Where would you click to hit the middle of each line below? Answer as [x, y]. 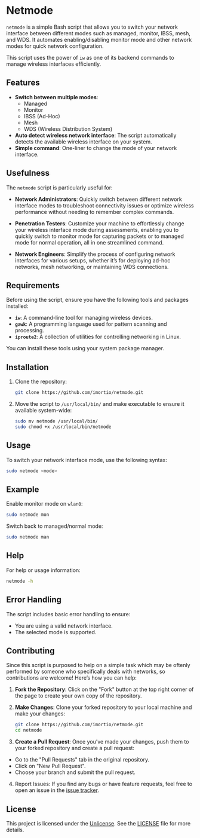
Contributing [30, 651]
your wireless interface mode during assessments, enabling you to [97, 230]
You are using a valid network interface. [64, 626]
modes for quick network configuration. [55, 46]
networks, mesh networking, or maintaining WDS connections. [92, 267]
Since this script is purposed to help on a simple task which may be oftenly [98, 665]
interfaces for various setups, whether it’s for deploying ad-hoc [93, 260]
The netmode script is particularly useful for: [59, 187]
